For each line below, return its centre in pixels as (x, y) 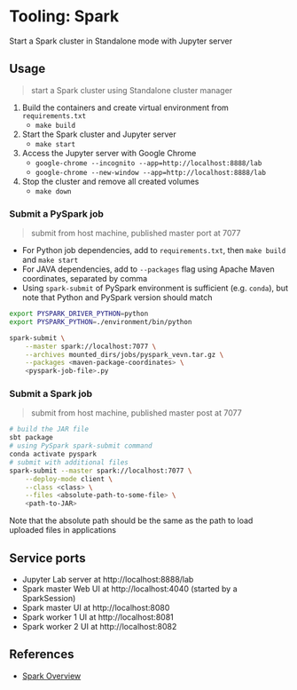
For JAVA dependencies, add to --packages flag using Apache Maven (148, 269)
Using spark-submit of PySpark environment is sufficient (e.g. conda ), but (155, 288)
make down (54, 191)
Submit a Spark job (51, 394)
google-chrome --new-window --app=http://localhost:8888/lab (150, 172)
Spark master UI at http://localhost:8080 (96, 608)
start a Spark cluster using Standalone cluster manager (132, 90)
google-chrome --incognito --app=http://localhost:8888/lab (148, 163)
